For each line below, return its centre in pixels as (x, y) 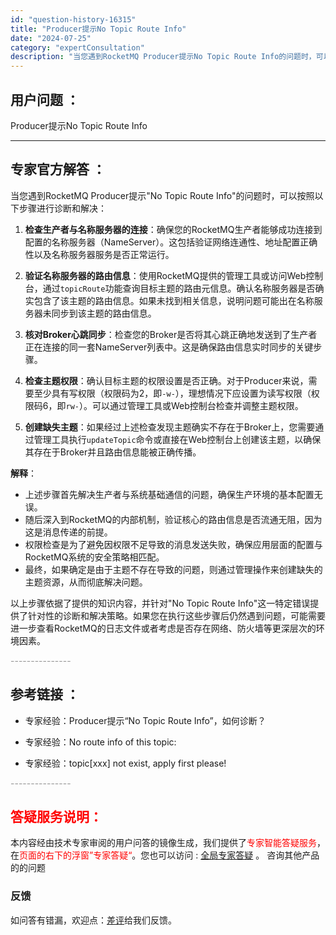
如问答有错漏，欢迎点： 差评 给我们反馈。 (93, 920)
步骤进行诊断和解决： (62, 208)
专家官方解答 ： (58, 169)
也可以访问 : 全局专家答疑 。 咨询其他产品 (234, 855)
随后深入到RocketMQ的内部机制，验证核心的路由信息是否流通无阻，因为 (173, 519)
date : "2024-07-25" (51, 38)
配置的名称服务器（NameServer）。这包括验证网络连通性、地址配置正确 (171, 242)
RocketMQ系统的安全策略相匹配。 (94, 557)
